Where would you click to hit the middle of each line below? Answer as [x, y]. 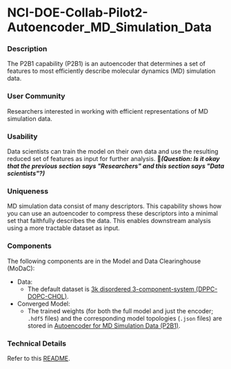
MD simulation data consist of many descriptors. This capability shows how [114, 206]
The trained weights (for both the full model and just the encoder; [120, 310]
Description [27, 49]
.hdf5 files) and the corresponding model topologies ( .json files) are [125, 318]
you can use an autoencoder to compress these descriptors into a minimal [113, 213]
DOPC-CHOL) [47, 296]
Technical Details [37, 344]
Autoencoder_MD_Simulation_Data [110, 27]
